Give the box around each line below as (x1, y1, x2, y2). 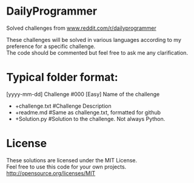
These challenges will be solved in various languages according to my (6, 36, 182, 43)
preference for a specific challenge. (6, 43, 96, 50)
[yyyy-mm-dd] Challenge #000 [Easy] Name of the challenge (6, 90, 160, 98)
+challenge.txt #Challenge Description (15, 102, 112, 109)
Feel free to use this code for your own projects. (6, 163, 127, 170)
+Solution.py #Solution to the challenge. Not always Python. (15, 115, 166, 122)
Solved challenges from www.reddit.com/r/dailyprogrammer (6, 24, 156, 32)
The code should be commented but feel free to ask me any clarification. (6, 49, 189, 56)
